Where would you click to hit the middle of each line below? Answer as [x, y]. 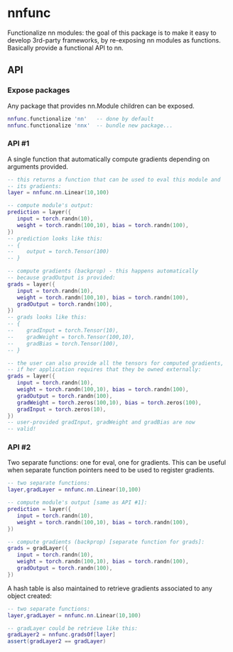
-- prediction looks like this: [55, 238]
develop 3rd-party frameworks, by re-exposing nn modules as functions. [114, 40]
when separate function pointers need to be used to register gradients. [111, 470]
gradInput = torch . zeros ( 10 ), [61, 409]
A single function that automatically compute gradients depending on [109, 159]
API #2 [19, 447]
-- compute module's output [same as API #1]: [77, 503]
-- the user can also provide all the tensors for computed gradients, [115, 363]
